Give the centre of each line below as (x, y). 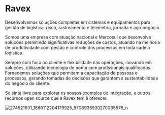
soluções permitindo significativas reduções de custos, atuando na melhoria (82, 42)
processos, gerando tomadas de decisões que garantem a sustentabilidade (82, 78)
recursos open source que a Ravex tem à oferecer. (56, 98)
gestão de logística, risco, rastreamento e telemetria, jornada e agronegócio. (83, 27)
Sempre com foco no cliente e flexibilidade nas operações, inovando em (78, 62)
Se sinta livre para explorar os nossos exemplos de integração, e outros (78, 93)
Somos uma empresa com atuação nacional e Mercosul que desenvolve (78, 37)
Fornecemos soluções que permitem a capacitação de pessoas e (71, 73)
